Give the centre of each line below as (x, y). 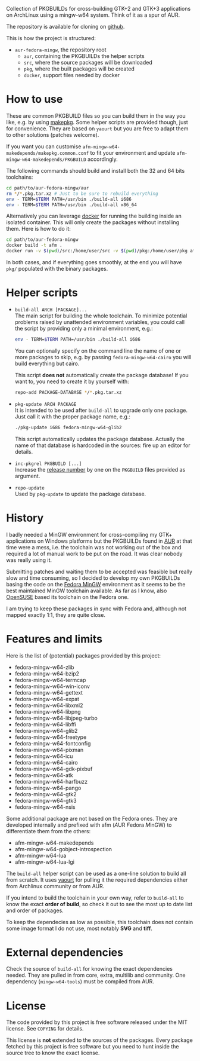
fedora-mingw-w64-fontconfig (53, 743)
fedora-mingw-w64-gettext (49, 692)
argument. (27, 476)
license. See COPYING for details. (45, 1029)
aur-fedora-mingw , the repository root (60, 50)
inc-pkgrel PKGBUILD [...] (48, 464)
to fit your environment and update (133, 152)
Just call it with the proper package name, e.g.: (73, 416)
